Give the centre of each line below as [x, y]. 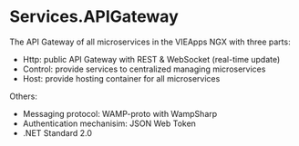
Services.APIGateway [94, 17]
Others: [24, 96]
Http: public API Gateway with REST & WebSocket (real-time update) [151, 59]
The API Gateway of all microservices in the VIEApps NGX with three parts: [150, 42]
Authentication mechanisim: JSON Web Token [109, 123]
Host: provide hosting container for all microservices [121, 78]
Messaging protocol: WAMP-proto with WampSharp [120, 113]
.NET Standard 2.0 [57, 132]
